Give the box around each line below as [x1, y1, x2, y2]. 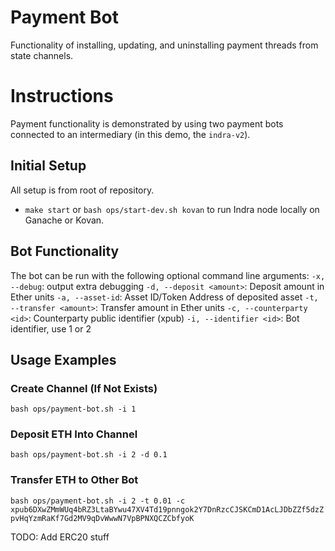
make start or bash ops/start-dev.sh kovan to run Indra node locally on [24, 203, 320, 215]
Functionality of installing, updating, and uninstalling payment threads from [10, 39, 319, 51]
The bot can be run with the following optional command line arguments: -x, [10, 269, 326, 281]
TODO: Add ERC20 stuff [10, 531, 110, 543]
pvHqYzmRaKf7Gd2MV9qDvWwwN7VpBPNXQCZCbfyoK [10, 513, 195, 523]
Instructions [10, 85, 114, 108]
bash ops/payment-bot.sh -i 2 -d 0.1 [10, 450, 168, 460]
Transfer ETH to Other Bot [10, 473, 139, 487]
